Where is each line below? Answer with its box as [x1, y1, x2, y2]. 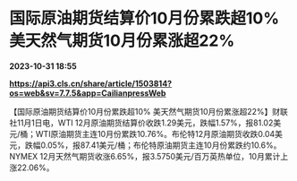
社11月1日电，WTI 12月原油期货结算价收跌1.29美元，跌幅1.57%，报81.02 [9, 117, 274, 128]
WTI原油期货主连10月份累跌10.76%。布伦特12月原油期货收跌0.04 [35, 128, 276, 139]
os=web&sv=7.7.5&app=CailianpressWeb [9, 87, 166, 99]
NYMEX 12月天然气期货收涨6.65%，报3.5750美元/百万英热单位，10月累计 [9, 151, 281, 161]
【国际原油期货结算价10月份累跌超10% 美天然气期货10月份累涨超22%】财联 [9, 106, 289, 116]
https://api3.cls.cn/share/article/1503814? [9, 78, 173, 89]
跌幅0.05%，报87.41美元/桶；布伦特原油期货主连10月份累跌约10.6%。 [24, 140, 282, 151]
